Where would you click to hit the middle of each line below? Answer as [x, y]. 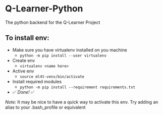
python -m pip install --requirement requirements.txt [77, 87]
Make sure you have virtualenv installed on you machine [70, 50]
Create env [24, 60]
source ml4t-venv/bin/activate [52, 77]
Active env [23, 71]
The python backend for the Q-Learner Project [53, 22]
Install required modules [37, 81]
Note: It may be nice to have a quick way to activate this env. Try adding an [82, 102]
